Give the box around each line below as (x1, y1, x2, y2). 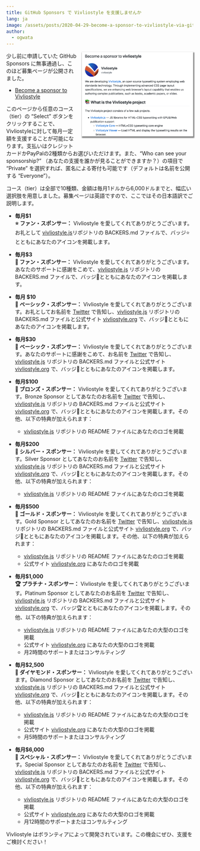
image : (6, 22, 23, 28)
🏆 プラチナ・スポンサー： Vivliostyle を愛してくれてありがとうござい (14, 580, 185, 588)
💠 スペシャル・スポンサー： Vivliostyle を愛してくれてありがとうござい (14, 753, 188, 761)
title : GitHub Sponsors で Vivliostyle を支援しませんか (6, 10, 142, 15)
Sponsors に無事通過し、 (6, 60, 68, 67)
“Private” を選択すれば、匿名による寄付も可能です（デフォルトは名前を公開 (6, 165, 191, 172)
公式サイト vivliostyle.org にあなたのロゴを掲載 (23, 560, 139, 567)
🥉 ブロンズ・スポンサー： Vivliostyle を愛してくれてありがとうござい (14, 385, 183, 392)
